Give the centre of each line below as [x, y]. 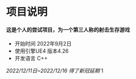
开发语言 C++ [31, 59]
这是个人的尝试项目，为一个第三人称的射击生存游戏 [68, 29]
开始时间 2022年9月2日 [43, 44]
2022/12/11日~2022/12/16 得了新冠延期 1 [55, 71]
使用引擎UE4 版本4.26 [42, 51]
